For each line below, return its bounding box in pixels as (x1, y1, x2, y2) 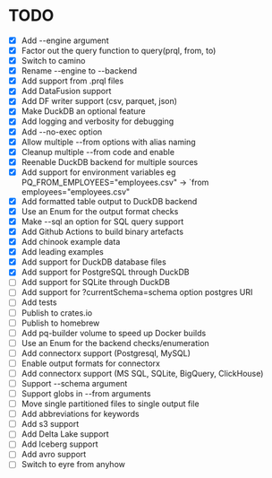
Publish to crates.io (21, 307, 93, 318)
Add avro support (21, 449, 87, 460)
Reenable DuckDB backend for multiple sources (21, 156, 199, 167)
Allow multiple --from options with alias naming (21, 136, 196, 147)
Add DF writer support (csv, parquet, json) (21, 96, 178, 107)
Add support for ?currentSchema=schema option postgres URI (21, 287, 253, 298)
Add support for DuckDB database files (21, 256, 166, 267)
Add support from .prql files (21, 75, 124, 86)
